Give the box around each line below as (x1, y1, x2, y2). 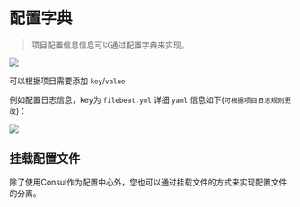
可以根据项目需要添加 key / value (9, 75, 126, 86)
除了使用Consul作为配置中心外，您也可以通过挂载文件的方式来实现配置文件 (9, 177, 287, 187)
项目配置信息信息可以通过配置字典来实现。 (31, 39, 190, 50)
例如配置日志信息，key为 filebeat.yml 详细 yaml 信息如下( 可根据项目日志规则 (9, 94, 285, 105)
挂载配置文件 (9, 151, 81, 167)
